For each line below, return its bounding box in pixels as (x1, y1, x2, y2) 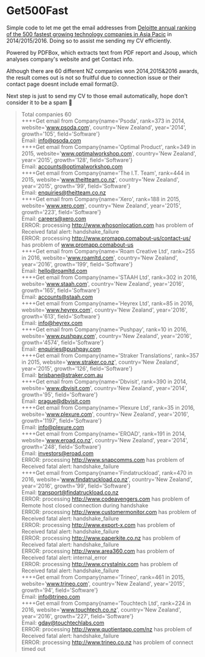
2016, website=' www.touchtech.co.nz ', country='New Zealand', (21, 605, 182, 613)
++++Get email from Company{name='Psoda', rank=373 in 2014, (21, 117, 185, 125)
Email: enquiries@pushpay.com (21, 345, 101, 353)
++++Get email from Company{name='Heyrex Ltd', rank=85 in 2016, (21, 299, 194, 307)
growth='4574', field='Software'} (21, 339, 104, 346)
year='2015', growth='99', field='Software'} (21, 182, 131, 190)
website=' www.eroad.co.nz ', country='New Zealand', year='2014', (21, 436, 188, 444)
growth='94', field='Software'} (21, 586, 99, 594)
